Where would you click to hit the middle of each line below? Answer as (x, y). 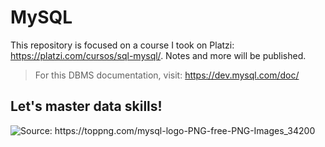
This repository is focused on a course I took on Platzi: (122, 45)
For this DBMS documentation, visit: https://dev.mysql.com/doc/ (167, 75)
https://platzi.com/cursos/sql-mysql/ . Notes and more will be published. (158, 55)
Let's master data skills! (86, 106)
